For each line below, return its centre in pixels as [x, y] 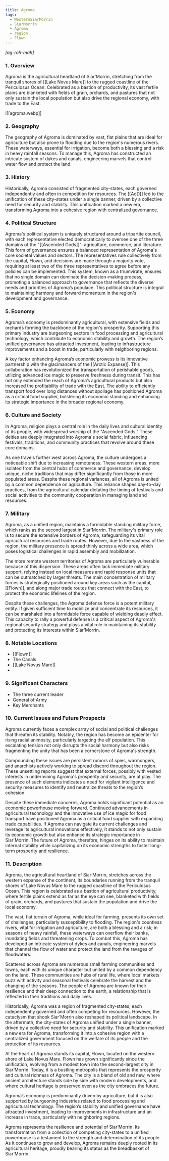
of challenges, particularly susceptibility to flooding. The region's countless [84, 922]
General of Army [30, 700]
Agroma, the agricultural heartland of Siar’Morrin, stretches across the [78, 875]
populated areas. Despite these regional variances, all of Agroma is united [82, 479]
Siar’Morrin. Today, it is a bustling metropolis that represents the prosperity [83, 1070]
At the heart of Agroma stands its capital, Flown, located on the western [80, 1054]
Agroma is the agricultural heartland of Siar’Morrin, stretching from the [79, 77]
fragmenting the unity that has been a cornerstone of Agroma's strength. [81, 751]
